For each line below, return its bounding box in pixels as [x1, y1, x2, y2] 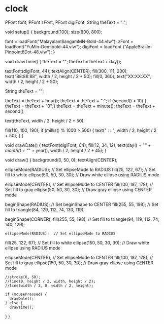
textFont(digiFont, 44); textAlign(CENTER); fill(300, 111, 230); [5, 68, 128, 74]
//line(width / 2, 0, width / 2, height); [5, 283, 94, 288]
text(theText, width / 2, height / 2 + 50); [5, 118, 85, 123]
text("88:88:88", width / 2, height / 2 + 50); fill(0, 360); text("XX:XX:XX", [5, 73, 151, 79]
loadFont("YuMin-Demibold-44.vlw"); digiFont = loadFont [5, 43, 122, 49]
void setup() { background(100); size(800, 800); [5, 29, 102, 35]
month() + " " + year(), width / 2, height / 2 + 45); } [5, 147, 107, 153]
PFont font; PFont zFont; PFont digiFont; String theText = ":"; [5, 19, 127, 25]
